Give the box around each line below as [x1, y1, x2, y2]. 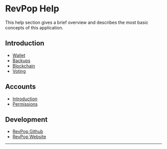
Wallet [12, 52, 26, 58]
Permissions [12, 101, 38, 107]
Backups [12, 58, 31, 64]
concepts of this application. [5, 24, 64, 30]
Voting [12, 68, 26, 74]
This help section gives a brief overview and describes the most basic [5, 19, 149, 25]
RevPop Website [12, 134, 46, 140]
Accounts [5, 82, 36, 91]
